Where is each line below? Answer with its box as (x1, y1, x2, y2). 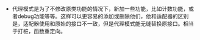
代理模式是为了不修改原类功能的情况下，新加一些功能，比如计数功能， (12, 5, 189, 12)
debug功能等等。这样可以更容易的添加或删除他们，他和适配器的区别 (17, 13, 189, 20)
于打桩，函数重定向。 (12, 27, 66, 35)
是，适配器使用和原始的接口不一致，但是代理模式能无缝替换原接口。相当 (12, 20, 194, 27)
